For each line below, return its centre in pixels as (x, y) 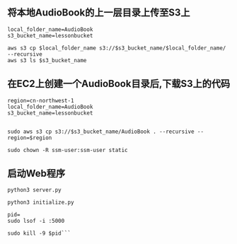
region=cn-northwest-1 (41, 100)
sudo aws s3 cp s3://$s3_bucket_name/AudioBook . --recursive (101, 132)
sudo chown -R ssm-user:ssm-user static (68, 150)
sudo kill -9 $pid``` (39, 233)
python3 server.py (34, 190)
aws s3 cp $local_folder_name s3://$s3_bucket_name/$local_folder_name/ (117, 48)
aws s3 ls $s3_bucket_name (47, 60)
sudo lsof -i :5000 (36, 221)
